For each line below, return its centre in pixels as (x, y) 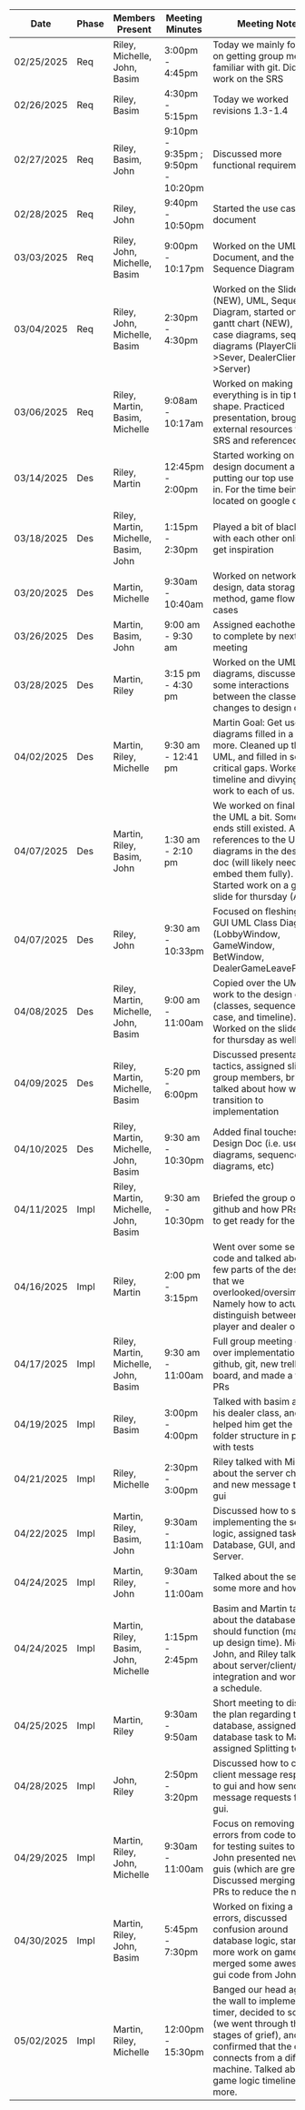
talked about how (250, 1089)
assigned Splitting (251, 1748)
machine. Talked (248, 2069)
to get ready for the (254, 1221)
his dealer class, (247, 1413)
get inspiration (243, 550)
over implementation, (258, 1353)
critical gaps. (240, 768)
